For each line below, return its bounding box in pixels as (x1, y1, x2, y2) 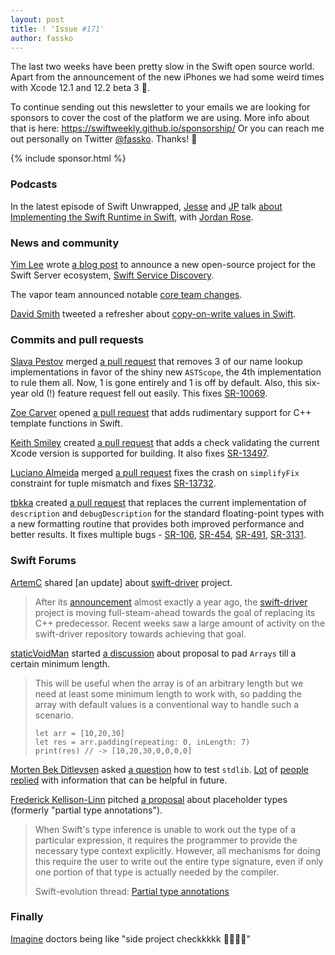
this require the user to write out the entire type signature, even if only (34, 855, 324, 867)
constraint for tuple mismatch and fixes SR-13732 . (10, 477, 217, 490)
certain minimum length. (10, 657, 111, 670)
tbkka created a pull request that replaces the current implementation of (10, 497, 307, 509)
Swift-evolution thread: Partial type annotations (34, 885, 230, 897)
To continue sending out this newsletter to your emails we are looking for (10, 101, 311, 113)
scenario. (34, 709, 74, 721)
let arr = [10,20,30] (34, 728, 125, 738)
